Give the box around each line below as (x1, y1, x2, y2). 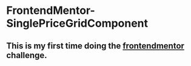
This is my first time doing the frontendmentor (6, 41, 185, 51)
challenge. (6, 50, 47, 61)
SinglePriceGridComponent (6, 16, 149, 30)
